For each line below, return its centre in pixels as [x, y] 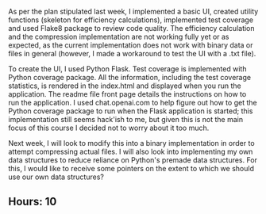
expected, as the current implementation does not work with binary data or [131, 45]
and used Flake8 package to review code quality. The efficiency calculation [132, 28]
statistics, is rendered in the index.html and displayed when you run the [125, 86]
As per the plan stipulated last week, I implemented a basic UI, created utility [133, 11]
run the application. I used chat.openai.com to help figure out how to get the [133, 103]
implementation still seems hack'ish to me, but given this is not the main [126, 119]
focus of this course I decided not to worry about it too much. [109, 128]
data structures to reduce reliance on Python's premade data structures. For [133, 160]
